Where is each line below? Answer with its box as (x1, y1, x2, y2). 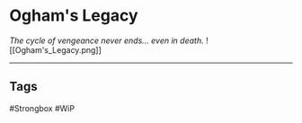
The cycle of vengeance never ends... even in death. (9, 35, 204, 46)
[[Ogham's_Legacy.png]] (9, 44, 102, 55)
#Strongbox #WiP (9, 102, 75, 113)
